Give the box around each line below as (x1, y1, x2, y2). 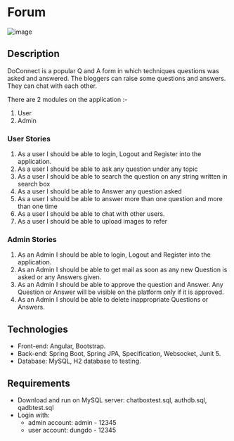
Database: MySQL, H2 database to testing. (17, 357, 142, 366)
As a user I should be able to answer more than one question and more (17, 195, 223, 203)
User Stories (7, 134, 51, 143)
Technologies (7, 323, 69, 335)
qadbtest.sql (17, 403, 54, 411)
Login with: (17, 411, 51, 419)
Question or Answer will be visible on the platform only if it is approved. (17, 288, 224, 296)
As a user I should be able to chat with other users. (17, 210, 165, 218)
